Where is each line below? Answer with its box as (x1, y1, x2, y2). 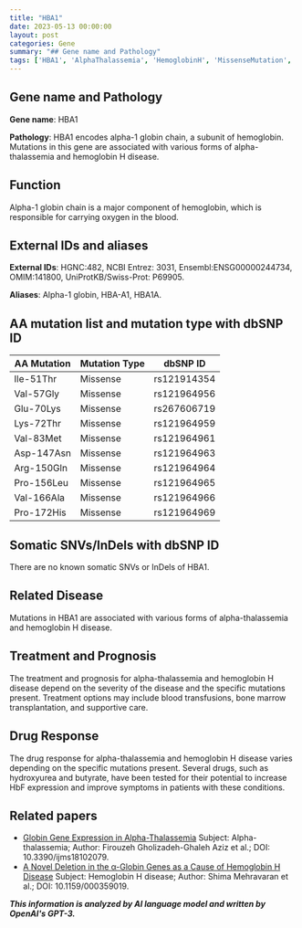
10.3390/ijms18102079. (22, 851, 109, 863)
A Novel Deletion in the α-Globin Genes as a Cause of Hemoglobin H (22, 861, 281, 872)
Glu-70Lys (14, 403, 61, 416)
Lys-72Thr (14, 417, 62, 430)
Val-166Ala (14, 491, 66, 504)
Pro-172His (14, 506, 67, 519)
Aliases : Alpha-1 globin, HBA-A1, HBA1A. (9, 290, 162, 301)
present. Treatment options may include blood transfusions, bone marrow (9, 691, 286, 703)
